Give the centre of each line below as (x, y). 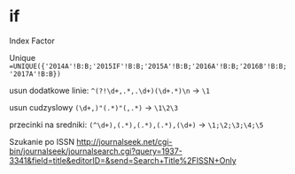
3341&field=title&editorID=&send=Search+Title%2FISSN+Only (123, 160)
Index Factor (32, 41)
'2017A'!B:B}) (35, 74)
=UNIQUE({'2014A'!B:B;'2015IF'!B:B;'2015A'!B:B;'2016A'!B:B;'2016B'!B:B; (148, 66)
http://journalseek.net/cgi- (124, 141)
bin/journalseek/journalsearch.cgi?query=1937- (96, 151)
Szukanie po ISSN (42, 141)
